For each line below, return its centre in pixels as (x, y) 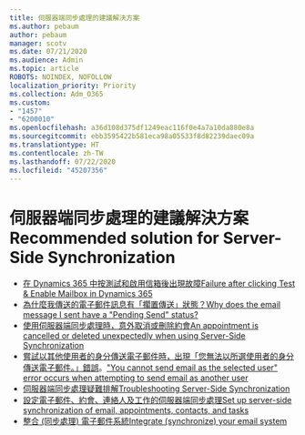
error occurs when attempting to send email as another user (135, 378)
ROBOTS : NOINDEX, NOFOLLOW (61, 77)
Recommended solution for (115, 238)
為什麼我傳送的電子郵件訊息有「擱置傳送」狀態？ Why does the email (151, 305)
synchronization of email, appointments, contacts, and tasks (136, 410)
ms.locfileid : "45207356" (58, 170)
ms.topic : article (44, 69)
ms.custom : (30, 102)
